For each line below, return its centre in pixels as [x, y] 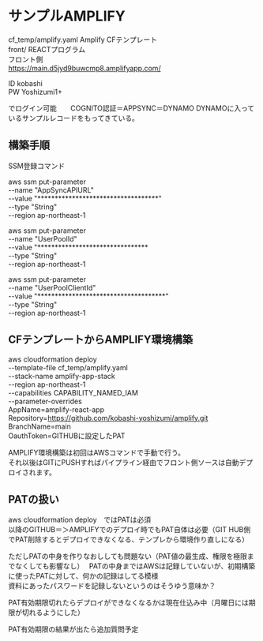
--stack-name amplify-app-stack [62, 376]
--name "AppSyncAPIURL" [51, 189]
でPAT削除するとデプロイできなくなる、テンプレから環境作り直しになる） [128, 540]
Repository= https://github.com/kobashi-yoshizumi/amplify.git [108, 418]
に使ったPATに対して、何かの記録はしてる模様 [83, 576]
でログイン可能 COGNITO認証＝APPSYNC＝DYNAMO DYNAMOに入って [131, 108]
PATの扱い [34, 499]
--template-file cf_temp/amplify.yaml [68, 367]
